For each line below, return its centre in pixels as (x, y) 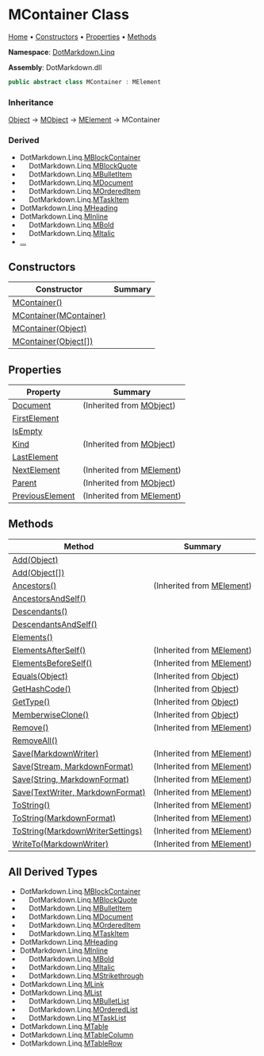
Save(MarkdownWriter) (55, 753)
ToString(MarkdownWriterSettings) (77, 830)
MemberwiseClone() (51, 714)
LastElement (35, 457)
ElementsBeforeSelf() (52, 663)
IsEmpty (27, 431)
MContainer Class (69, 15)
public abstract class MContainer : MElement (84, 82)
